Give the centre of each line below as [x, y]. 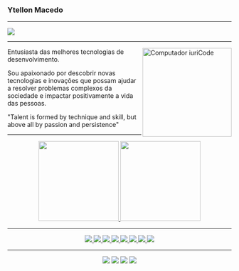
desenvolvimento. [33, 60]
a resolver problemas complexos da [60, 88]
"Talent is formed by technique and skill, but [72, 117]
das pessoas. [27, 104]
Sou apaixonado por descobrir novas [62, 73]
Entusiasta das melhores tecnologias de [66, 52]
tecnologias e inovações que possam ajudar [72, 81]
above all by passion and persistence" [63, 125]
